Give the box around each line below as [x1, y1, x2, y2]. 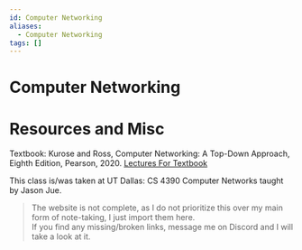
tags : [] [9, 38, 42, 48]
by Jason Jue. [9, 185, 62, 196]
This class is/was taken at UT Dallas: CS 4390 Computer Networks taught [9, 175, 284, 186]
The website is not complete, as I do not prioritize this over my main [31, 202, 284, 213]
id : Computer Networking [9, 13, 103, 23]
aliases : [9, 22, 42, 31]
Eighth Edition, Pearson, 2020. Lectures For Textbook [9, 158, 208, 169]
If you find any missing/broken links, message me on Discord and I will [31, 222, 294, 233]
